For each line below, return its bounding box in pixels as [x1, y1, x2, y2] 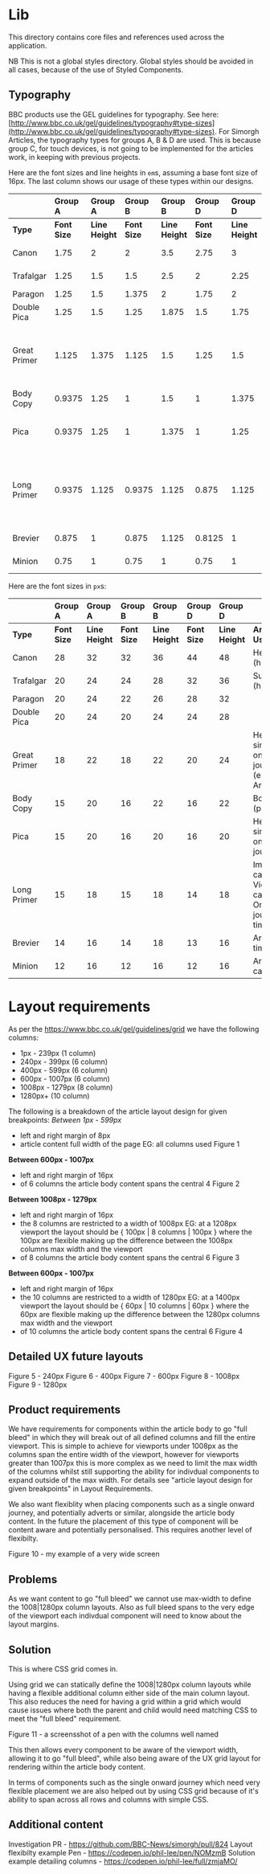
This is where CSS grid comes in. [8, 1663, 118, 1673]
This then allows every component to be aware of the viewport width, [8, 1745, 239, 1754]
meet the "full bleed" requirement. [8, 1713, 122, 1723]
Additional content [8, 1818, 104, 1831]
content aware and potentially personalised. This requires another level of [8, 1525, 252, 1535]
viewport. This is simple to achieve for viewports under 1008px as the [8, 1441, 239, 1451]
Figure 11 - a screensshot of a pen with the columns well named [8, 1729, 219, 1739]
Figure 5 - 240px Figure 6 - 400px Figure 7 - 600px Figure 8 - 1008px [8, 1371, 240, 1381]
